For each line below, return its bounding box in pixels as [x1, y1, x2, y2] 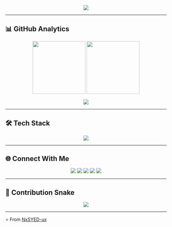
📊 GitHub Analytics [5, 25, 70, 33]
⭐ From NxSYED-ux [5, 216, 47, 222]
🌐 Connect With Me [5, 154, 70, 163]
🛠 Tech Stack [5, 119, 50, 128]
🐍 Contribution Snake [5, 188, 75, 197]
